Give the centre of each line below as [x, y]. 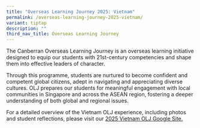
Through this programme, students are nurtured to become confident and [97, 75]
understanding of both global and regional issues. [67, 101]
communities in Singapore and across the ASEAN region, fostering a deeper [100, 95]
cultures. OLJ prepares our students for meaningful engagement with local [98, 88]
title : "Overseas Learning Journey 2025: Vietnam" [71, 12]
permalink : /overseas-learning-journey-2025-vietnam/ [75, 17]
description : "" [26, 28]
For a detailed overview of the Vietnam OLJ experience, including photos [96, 112]
